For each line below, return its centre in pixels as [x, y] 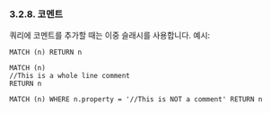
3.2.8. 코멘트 [36, 13]
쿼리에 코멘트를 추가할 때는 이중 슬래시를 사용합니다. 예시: [110, 35]
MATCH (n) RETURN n [46, 52]
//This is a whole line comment [70, 76]
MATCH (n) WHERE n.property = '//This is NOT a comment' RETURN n [136, 100]
